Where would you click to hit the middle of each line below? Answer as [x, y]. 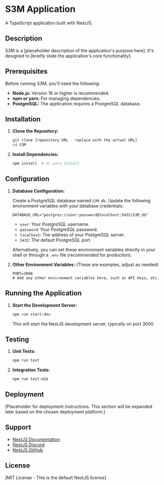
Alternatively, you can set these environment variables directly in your [84, 249]
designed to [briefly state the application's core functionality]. [68, 56]
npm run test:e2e [30, 379]
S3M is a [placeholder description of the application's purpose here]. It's [80, 50]
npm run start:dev [31, 314]
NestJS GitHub [28, 450]
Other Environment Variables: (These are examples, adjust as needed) [85, 264]
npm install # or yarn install [46, 163]
